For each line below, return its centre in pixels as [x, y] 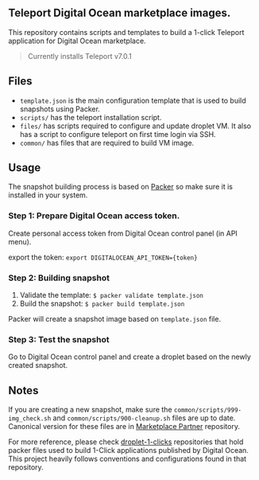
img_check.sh [30, 419]
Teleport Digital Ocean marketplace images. [120, 13]
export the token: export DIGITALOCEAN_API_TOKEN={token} [103, 257]
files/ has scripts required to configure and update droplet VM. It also [135, 126]
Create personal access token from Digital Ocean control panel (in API [123, 233]
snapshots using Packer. [60, 109]
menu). [20, 241]
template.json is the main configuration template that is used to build [133, 100]
